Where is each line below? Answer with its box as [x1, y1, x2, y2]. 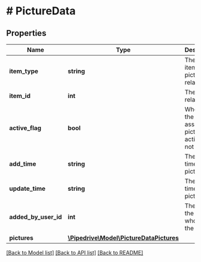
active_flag [9, 124, 42, 132]
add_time [9, 160, 36, 168]
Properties [6, 28, 47, 38]
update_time [9, 184, 46, 193]
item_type [9, 67, 39, 75]
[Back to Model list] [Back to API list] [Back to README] [6, 249, 144, 256]
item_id [9, 92, 31, 100]
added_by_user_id [9, 213, 62, 221]
